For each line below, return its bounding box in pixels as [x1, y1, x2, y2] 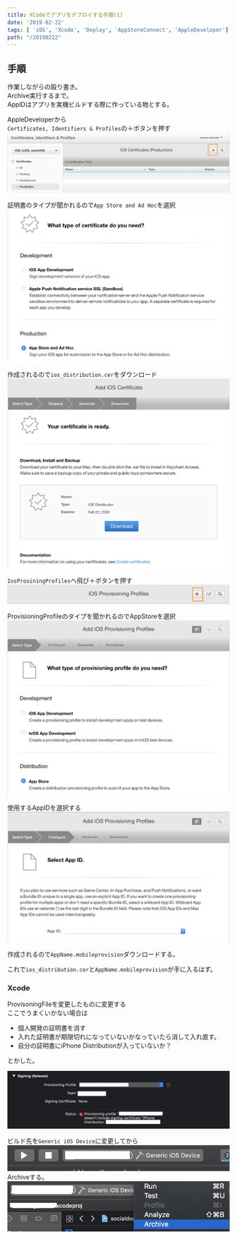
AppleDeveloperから [7, 115, 67, 124]
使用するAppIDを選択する [7, 803, 81, 812]
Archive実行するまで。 [7, 92, 73, 100]
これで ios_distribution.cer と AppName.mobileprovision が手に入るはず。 [7, 965, 217, 974]
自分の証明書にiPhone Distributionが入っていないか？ [17, 1041, 172, 1050]
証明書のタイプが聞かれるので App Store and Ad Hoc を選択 [7, 200, 176, 209]
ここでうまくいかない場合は [7, 1009, 88, 1017]
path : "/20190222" [7, 34, 61, 41]
